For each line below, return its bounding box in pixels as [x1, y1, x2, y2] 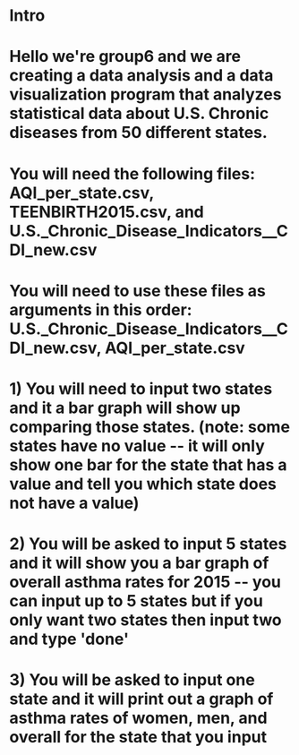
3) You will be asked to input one [9, 670, 255, 691]
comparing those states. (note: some [9, 416, 291, 437]
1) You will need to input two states [9, 378, 273, 399]
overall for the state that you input [9, 727, 267, 748]
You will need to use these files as [9, 280, 267, 301]
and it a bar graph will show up [9, 398, 241, 417]
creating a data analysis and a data [9, 65, 274, 86]
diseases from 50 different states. [9, 123, 269, 143]
